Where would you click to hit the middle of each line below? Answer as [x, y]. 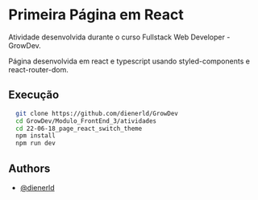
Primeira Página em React [96, 15]
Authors [29, 168]
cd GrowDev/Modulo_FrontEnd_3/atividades [86, 121]
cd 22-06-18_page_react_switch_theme [79, 129]
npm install [36, 136]
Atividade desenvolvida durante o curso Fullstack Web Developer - [119, 37]
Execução [34, 95]
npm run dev [36, 143]
